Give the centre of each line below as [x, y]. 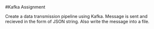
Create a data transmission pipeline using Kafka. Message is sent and [77, 16]
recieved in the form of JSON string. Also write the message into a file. [77, 22]
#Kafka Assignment [25, 7]
